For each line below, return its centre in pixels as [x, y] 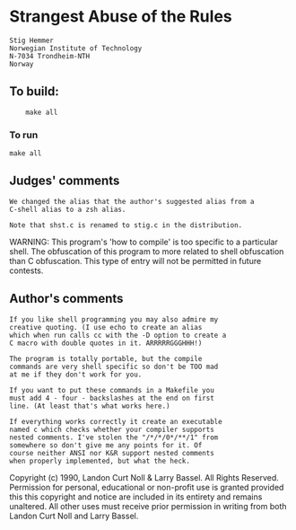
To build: [35, 92]
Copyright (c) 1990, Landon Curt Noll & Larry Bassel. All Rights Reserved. [144, 477]
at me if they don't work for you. [76, 375]
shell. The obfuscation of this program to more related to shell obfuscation [147, 251]
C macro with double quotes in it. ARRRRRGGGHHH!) [106, 343]
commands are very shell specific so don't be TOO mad [114, 367]
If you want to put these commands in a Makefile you [112, 390]
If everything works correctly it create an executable [116, 421]
